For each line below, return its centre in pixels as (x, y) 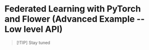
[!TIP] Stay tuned (33, 42)
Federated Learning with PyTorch (73, 9)
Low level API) (34, 29)
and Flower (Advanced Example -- (75, 19)
